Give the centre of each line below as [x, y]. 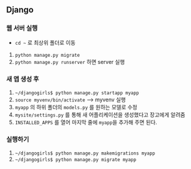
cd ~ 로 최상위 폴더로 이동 [45, 42]
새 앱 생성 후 [23, 79]
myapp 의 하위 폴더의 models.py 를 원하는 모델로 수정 [76, 107]
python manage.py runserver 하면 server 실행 [70, 62]
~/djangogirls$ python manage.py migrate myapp [75, 160]
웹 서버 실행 [22, 28]
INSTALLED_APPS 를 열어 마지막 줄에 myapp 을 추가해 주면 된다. [86, 122]
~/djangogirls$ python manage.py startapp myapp [77, 93]
